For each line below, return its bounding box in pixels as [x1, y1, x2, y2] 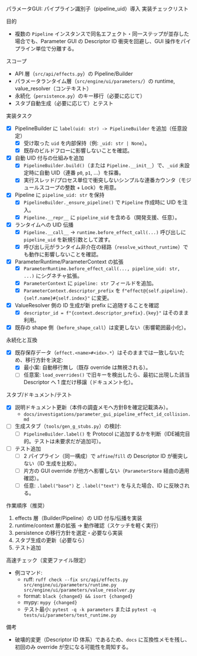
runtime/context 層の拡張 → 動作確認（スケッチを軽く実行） [14, 522, 162, 529]
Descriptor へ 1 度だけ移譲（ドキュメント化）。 [23, 379, 137, 386]
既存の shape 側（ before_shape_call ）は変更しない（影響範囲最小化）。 [14, 324, 189, 331]
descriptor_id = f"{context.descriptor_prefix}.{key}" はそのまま [23, 309, 189, 316]
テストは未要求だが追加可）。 [34, 437, 105, 444]
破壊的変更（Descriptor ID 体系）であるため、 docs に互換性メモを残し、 [14, 636, 190, 643]
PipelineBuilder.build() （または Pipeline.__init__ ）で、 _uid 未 [23, 162, 185, 169]
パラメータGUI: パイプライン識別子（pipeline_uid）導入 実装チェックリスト [6, 5, 189, 12]
